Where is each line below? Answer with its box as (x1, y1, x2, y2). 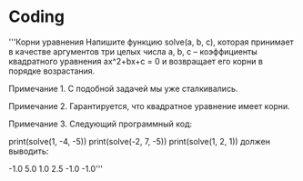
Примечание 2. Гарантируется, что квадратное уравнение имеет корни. (8, 100, 290, 111)
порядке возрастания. (8, 65, 96, 76)
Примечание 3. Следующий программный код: (8, 118, 193, 129)
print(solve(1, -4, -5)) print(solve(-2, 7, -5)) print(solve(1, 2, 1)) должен (8, 136, 270, 146)
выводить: (8, 146, 49, 156)
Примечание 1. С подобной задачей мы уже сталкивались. (8, 83, 238, 94)
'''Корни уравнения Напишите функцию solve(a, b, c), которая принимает (8, 36, 295, 47)
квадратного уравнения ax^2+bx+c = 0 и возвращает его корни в (8, 55, 263, 66)
